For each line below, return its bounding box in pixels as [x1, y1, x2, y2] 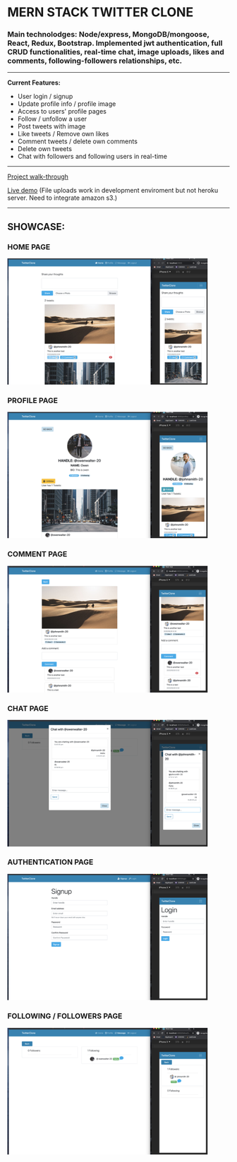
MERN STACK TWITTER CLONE [7, 4, 194, 20]
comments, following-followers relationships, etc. [7, 56, 183, 66]
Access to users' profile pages [17, 107, 107, 116]
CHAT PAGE [7, 703, 49, 713]
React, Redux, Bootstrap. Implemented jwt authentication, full [7, 38, 223, 48]
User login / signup [17, 92, 73, 101]
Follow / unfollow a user [17, 114, 87, 124]
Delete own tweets [17, 145, 73, 153]
